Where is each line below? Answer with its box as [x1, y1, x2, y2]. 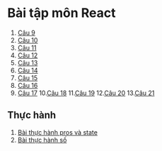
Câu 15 [17, 73, 38, 82]
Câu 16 [17, 81, 38, 89]
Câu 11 [17, 43, 37, 52]
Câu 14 [17, 66, 38, 74]
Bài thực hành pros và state [17, 128, 98, 136]
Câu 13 [17, 58, 38, 67]
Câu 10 [17, 35, 38, 44]
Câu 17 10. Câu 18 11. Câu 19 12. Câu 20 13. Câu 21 [17, 89, 155, 97]
